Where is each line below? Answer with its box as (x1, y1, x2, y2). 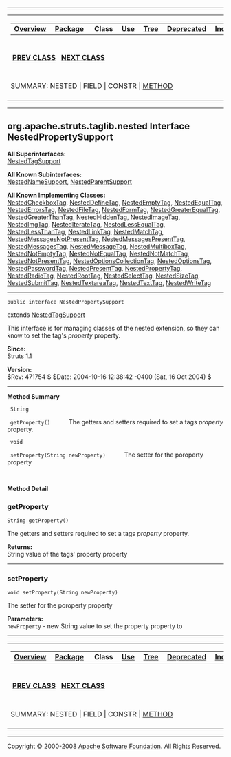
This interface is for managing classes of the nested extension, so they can (7, 324, 220, 332)
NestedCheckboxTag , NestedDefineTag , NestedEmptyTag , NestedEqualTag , (7, 198, 223, 207)
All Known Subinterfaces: (7, 170, 82, 178)
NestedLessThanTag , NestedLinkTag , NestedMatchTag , (7, 227, 164, 236)
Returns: (7, 543, 33, 551)
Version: (7, 365, 32, 373)
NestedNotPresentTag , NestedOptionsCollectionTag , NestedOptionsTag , (7, 256, 212, 265)
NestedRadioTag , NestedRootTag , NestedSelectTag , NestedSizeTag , (7, 271, 201, 280)
